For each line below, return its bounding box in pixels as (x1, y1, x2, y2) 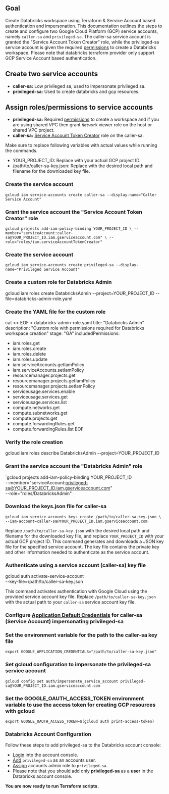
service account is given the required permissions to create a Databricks (5, 44, 156, 50)
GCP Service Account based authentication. (5, 55, 97, 61)
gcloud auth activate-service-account (5, 573, 84, 579)
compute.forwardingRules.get (12, 420, 75, 426)
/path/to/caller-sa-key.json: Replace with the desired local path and (12, 163, 153, 169)
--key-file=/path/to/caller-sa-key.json (5, 578, 83, 585)
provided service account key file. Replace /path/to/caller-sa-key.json (5, 593, 156, 600)
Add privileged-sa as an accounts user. (12, 757, 96, 763)
